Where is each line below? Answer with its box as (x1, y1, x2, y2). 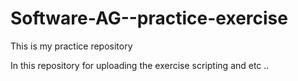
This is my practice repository (10, 40, 133, 52)
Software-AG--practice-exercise (10, 7, 288, 30)
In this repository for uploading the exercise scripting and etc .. (10, 59, 270, 71)
